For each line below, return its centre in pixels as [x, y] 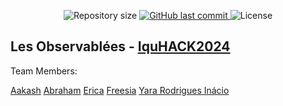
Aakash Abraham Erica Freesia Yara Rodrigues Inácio [120, 90]
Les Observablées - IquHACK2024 [120, 46]
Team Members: [44, 71]
